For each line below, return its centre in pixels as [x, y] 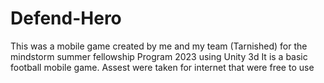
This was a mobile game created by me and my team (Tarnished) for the [159, 46]
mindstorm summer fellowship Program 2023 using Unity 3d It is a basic [159, 56]
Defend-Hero [66, 18]
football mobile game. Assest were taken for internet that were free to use [162, 67]
